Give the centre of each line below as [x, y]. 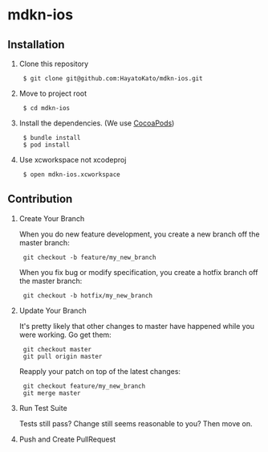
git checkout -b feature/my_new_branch [89, 257]
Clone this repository [54, 64]
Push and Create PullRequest [67, 439]
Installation [36, 45]
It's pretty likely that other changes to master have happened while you [136, 326]
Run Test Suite [43, 408]
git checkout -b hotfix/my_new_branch [88, 295]
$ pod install [47, 145]
